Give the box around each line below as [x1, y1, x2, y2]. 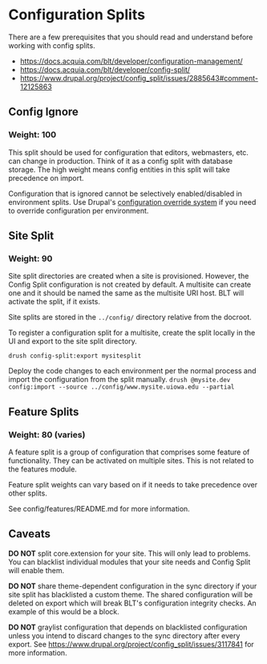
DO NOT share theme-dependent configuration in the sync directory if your [8, 580, 257, 591]
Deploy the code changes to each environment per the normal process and [8, 366, 257, 376]
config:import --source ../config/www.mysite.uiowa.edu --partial [8, 383, 235, 391]
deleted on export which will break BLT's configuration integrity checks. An [8, 598, 257, 608]
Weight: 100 [8, 129, 57, 141]
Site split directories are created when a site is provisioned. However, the [8, 271, 249, 281]
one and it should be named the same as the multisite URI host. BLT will [8, 288, 245, 298]
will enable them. [8, 565, 65, 575]
